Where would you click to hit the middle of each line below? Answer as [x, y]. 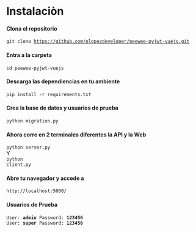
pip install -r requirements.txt [49, 94]
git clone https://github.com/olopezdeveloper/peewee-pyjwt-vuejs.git [98, 42]
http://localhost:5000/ [37, 191]
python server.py [28, 148]
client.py [19, 165]
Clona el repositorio [32, 28]
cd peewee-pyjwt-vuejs [35, 68]
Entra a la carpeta [29, 55]
